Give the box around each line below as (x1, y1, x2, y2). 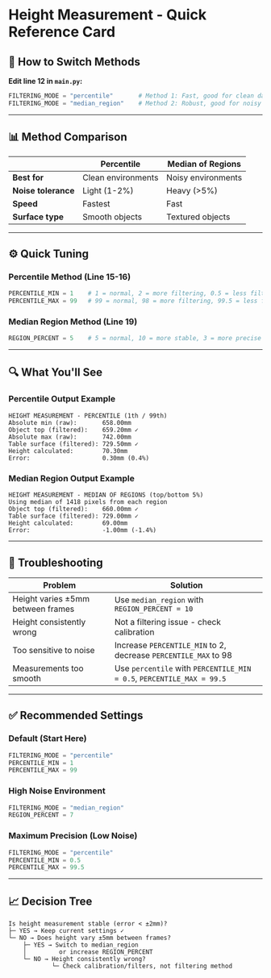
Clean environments (82, 172, 159, 183)
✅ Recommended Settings (8, 709, 144, 722)
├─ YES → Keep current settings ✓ (8, 927, 125, 935)
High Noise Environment (8, 785, 106, 797)
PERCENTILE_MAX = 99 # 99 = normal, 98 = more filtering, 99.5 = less (8, 297, 258, 306)
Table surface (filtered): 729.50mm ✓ (8, 439, 139, 448)
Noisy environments (166, 172, 243, 183)
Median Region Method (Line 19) (8, 316, 138, 327)
